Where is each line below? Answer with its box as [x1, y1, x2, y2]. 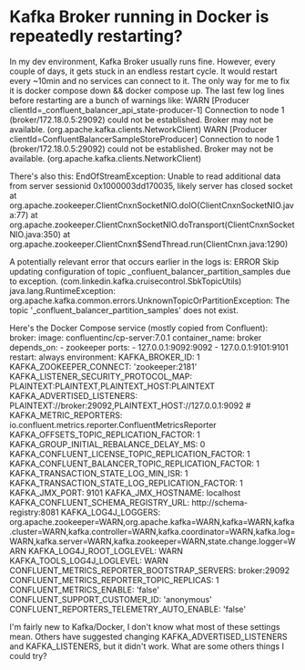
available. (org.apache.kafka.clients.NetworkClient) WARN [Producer [9, 123, 268, 134]
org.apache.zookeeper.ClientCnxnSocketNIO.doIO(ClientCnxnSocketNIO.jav [9, 199, 294, 211]
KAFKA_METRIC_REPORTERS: [9, 409, 123, 421]
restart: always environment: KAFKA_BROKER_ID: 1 [9, 351, 200, 362]
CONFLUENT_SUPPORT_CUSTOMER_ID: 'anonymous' [9, 593, 212, 604]
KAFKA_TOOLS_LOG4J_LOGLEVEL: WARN [9, 555, 168, 566]
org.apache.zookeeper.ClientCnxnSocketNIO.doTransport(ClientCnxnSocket [9, 219, 295, 230]
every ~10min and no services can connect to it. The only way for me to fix [9, 75, 290, 86]
